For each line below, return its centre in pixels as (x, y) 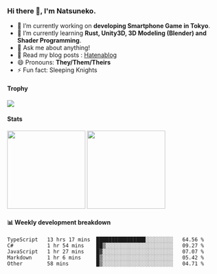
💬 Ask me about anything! (54, 48)
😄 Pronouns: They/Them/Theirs (64, 62)
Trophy (18, 88)
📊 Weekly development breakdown (59, 222)
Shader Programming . (49, 41)
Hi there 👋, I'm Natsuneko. (52, 11)
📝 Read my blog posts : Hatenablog (67, 55)
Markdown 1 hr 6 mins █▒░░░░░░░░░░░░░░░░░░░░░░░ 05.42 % (106, 258)
